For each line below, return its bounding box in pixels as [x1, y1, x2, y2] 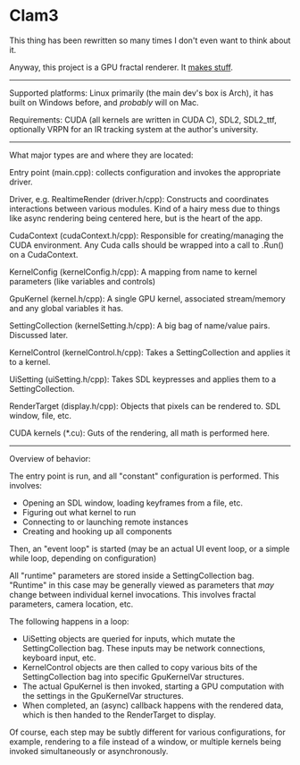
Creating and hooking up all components [21, 525, 172, 537]
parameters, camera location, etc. [9, 599, 134, 609]
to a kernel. [9, 356, 51, 367]
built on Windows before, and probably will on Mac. [9, 97, 199, 107]
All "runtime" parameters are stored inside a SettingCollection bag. [9, 570, 254, 581]
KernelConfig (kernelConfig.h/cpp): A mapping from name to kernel [9, 266, 257, 277]
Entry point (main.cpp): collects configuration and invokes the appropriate [9, 166, 281, 177]
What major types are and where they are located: [9, 149, 194, 160]
